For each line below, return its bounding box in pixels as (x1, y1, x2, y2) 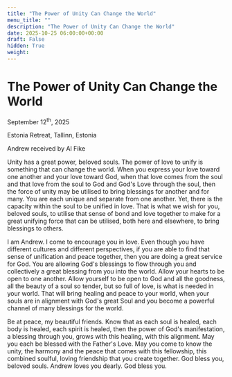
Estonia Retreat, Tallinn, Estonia (7, 131, 97, 140)
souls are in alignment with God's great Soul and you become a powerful (7, 296, 215, 305)
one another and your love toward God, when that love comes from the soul (7, 173, 223, 181)
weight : (7, 49, 30, 56)
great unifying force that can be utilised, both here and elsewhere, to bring (7, 217, 220, 226)
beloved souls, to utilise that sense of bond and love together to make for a (7, 210, 221, 218)
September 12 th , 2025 (7, 116, 70, 126)
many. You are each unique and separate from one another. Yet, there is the (7, 195, 223, 203)
